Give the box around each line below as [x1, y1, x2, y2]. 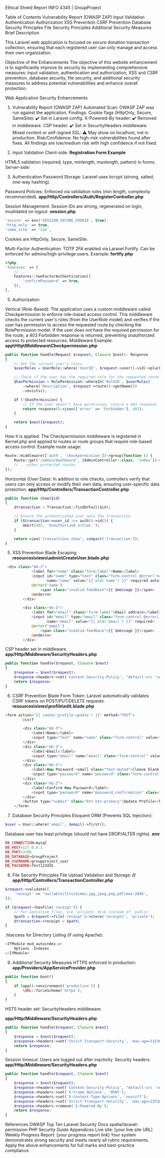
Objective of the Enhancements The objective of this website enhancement [5, 59, 157, 65]
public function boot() [5, 974, 54, 979]
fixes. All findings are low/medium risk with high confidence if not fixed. [12, 140, 158, 146]
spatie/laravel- [109, 1122, 139, 1128]
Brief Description [5, 30, 39, 35]
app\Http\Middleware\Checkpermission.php [5, 342, 97, 348]
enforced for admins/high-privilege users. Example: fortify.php [5, 251, 134, 256]
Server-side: [5, 165, 30, 170]
